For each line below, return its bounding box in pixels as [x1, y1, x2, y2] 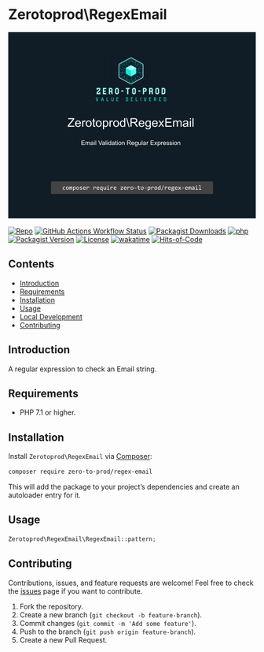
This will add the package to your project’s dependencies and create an [8, 482, 240, 492]
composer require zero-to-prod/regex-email [8, 468, 153, 476]
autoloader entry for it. [8, 490, 81, 500]
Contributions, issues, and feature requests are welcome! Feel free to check [8, 578, 254, 587]
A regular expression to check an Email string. [8, 364, 157, 374]
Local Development [19, 311, 82, 321]
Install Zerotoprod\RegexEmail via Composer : [8, 452, 152, 461]
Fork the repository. [19, 602, 84, 611]
